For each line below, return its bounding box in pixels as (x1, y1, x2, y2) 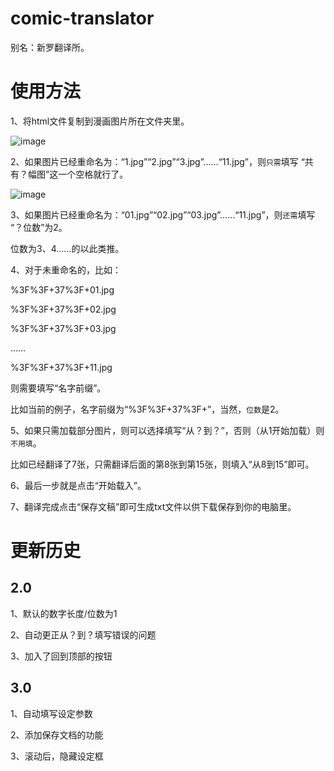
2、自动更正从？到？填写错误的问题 (10, 628, 157, 641)
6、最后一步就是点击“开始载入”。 (10, 479, 147, 491)
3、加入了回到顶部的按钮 (10, 650, 113, 662)
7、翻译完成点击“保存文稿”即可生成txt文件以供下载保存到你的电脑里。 (10, 500, 297, 512)
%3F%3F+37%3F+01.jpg (10, 283, 115, 296)
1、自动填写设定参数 (10, 707, 93, 719)
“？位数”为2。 (10, 221, 68, 233)
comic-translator (10, 7, 155, 30)
